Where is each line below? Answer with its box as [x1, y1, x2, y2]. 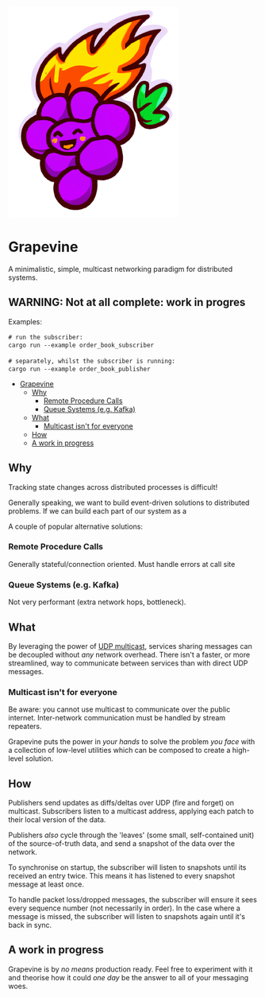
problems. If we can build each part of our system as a [8, 506, 187, 515]
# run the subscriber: [8, 333, 83, 341]
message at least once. [8, 879, 85, 889]
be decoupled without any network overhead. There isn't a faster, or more [8, 650, 251, 659]
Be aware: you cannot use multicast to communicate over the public [8, 704, 231, 714]
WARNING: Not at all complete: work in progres [8, 296, 246, 309]
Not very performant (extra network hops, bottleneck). [8, 597, 186, 607]
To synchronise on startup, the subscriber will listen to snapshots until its [8, 863, 247, 872]
